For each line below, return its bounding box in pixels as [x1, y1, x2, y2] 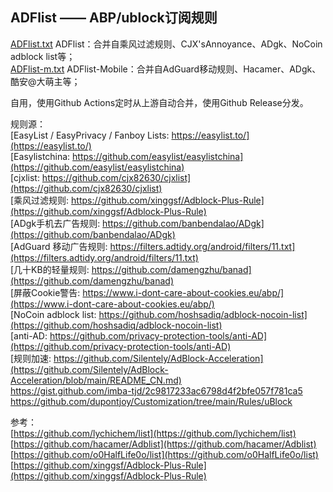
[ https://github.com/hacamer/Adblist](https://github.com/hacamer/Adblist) [10, 438, 317, 450]
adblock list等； [10, 50, 76, 62]
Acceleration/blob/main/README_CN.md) [10, 374, 182, 386]
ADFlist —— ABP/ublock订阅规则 [10, 9, 218, 27]
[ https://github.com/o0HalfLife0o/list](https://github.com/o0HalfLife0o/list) [10, 448, 319, 460]
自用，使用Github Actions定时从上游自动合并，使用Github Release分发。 [10, 96, 309, 108]
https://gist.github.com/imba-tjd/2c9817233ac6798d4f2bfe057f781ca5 [10, 384, 303, 397]
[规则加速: [10, 352, 52, 364]
